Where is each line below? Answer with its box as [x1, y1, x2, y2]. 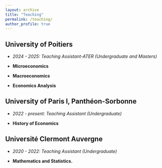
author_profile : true [5, 21, 51, 27]
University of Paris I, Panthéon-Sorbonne [5, 97, 137, 106]
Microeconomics [12, 63, 49, 69]
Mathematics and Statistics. [12, 158, 73, 164]
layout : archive [5, 7, 39, 13]
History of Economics [12, 120, 59, 126]
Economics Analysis [12, 82, 56, 89]
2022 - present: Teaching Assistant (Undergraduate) [12, 110, 122, 116]
